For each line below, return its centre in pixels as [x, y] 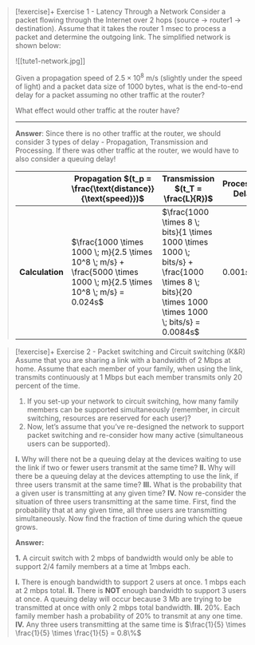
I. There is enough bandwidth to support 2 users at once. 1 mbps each [130, 582]
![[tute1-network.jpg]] [50, 61]
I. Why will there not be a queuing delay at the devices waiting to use [128, 459]
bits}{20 [177, 292]
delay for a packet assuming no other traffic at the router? [110, 94]
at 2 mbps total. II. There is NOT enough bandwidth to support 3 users [131, 590]
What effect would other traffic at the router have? [97, 110]
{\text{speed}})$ [113, 198]
